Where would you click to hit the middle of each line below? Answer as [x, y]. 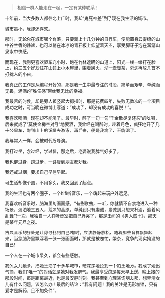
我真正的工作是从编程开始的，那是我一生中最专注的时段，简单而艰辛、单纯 [80, 85]
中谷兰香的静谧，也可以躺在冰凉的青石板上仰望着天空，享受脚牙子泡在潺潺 [80, 45]
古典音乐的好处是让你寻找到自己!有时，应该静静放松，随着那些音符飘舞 [77, 232]
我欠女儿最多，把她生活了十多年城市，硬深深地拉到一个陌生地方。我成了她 [80, 266]
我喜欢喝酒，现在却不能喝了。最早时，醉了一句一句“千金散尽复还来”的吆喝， [82, 118]
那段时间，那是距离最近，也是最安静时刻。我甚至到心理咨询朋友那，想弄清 [80, 278]
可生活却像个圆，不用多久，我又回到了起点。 [50, 182]
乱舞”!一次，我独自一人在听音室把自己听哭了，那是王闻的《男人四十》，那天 [81, 216]
